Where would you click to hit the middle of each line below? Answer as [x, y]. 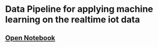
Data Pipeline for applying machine [79, 9]
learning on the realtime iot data [73, 20]
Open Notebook [30, 38]
